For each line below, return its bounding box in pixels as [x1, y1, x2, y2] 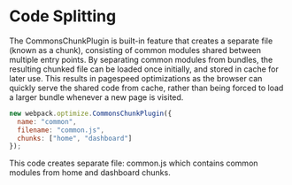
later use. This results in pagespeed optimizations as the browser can [9, 73, 263, 83]
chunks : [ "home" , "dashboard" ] [17, 134, 133, 143]
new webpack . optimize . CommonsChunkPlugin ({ [9, 109, 173, 118]
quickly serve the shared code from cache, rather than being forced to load [9, 82, 284, 93]
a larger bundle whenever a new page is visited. [9, 91, 184, 103]
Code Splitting [9, 6, 117, 27]
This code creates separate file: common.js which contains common [9, 158, 258, 169]
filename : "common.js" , [17, 126, 104, 135]
